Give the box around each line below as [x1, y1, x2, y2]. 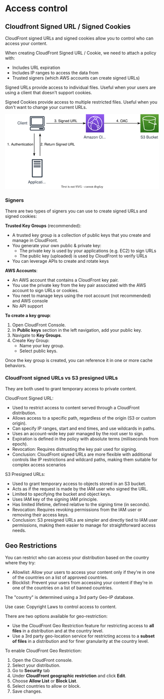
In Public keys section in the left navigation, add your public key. [12, 327, 143, 333]
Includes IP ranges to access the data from [12, 70, 99, 76]
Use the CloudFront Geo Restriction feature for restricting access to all [12, 622, 155, 628]
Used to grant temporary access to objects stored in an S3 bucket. [12, 481, 146, 487]
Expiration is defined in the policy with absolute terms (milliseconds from [12, 436, 159, 442]
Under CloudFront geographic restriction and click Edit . [12, 673, 126, 678]
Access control [5, 3, 68, 14]
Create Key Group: [12, 338, 50, 343]
